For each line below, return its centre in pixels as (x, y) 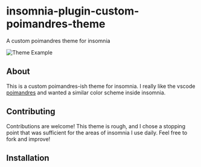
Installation (28, 158)
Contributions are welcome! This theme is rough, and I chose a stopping (96, 126)
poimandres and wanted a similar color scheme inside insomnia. (86, 93)
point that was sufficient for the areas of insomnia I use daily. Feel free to (97, 133)
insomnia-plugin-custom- (73, 11)
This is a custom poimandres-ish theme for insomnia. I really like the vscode (101, 86)
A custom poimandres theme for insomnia (58, 41)
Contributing (31, 112)
